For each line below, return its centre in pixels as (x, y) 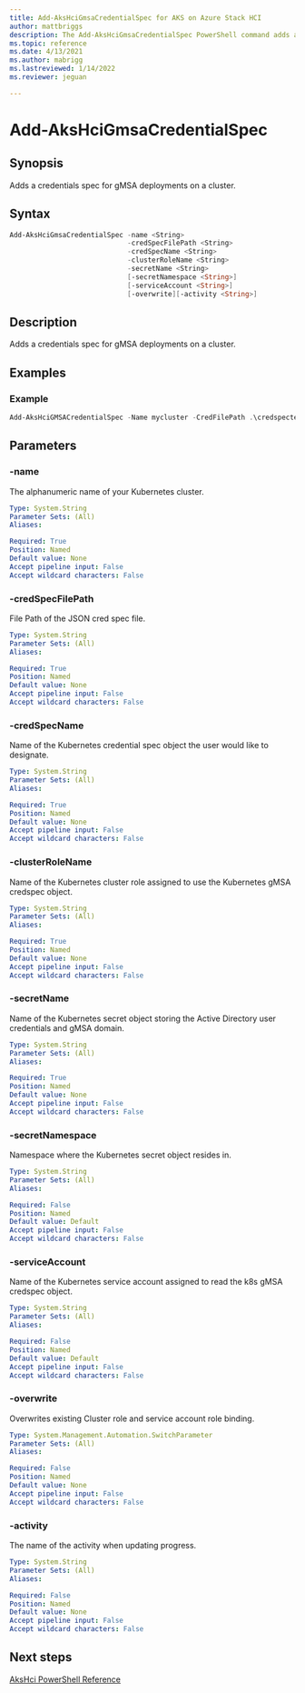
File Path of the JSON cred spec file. (78, 618)
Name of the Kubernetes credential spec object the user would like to (139, 746)
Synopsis (36, 163)
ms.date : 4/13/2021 (46, 52)
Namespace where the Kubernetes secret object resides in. (120, 1155)
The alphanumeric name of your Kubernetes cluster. (107, 491)
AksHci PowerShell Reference (65, 1679)
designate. (29, 755)
